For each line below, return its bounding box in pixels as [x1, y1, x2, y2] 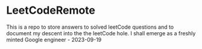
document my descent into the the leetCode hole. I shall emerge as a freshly [6, 29, 196, 36]
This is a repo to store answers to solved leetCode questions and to [6, 23, 174, 30]
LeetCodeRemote [6, 4, 95, 17]
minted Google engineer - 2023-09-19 [6, 36, 102, 43]
